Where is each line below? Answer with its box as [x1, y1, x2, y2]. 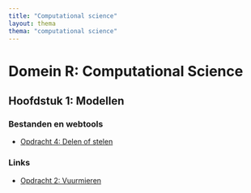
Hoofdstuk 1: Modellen [8, 94, 125, 108]
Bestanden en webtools [8, 118, 104, 130]
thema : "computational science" [8, 27, 117, 35]
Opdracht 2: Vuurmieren [19, 175, 102, 185]
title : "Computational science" [8, 11, 117, 20]
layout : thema [8, 19, 57, 28]
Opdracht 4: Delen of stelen [19, 137, 113, 147]
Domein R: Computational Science [8, 62, 244, 80]
